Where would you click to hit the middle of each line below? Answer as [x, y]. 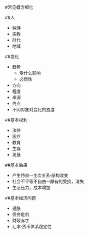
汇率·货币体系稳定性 [32, 226]
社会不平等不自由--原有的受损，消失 [48, 181]
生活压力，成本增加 [31, 187]
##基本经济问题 [21, 198]
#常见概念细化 [19, 7]
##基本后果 [16, 165]
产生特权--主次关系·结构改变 [40, 175]
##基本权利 [16, 120]
